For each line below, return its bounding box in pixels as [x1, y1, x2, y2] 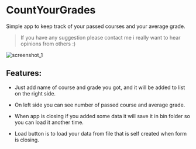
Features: [6, 68, 42, 79]
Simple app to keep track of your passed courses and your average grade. [6, 23, 185, 30]
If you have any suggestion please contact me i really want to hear [20, 34, 181, 41]
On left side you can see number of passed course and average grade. [14, 101, 185, 108]
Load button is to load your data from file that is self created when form [14, 130, 187, 137]
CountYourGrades [6, 3, 96, 17]
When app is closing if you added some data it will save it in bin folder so [14, 112, 190, 119]
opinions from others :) [20, 40, 76, 47]
